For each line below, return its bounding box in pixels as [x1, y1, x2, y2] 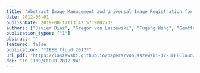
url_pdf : [6, 52, 28, 58]
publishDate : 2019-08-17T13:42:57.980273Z [6, 19, 113, 25]
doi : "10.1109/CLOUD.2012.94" [6, 58, 82, 64]
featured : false [6, 42, 46, 48]
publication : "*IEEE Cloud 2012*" [6, 47, 92, 53]
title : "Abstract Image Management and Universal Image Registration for [6, 8, 193, 15]
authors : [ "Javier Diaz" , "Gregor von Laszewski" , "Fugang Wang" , [6, 25, 174, 31]
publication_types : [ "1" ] [6, 31, 70, 36]
